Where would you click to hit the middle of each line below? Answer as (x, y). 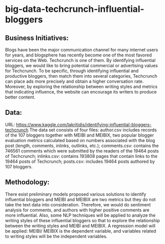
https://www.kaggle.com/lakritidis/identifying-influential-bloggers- (84, 124)
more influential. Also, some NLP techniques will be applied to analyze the (80, 215)
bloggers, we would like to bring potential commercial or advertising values (82, 66)
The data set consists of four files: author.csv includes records (93, 130)
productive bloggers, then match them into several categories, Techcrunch (81, 76)
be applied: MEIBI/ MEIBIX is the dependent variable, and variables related (81, 231)
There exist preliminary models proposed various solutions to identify (76, 194)
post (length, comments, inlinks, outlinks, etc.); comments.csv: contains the (82, 146)
